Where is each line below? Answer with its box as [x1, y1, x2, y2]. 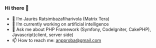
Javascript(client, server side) [11, 32, 73, 38]
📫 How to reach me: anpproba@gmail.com [11, 37, 101, 43]
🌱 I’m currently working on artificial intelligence [11, 21, 109, 27]
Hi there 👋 [4, 4, 29, 11]
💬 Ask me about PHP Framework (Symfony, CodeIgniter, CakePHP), [11, 26, 151, 32]
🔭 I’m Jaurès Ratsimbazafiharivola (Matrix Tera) [11, 16, 109, 22]
